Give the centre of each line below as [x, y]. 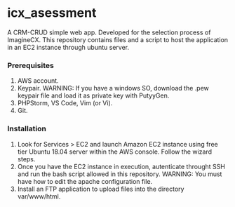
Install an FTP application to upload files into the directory [101, 189]
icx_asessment [52, 13]
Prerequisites [31, 65]
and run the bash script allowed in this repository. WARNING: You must [120, 174]
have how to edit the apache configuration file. [85, 181]
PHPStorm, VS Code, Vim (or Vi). [65, 103]
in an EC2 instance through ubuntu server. [68, 47]
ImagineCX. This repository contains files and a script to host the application [118, 39]
